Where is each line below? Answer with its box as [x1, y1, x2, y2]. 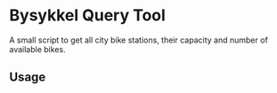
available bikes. [9, 43, 66, 54]
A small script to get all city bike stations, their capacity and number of [9, 35, 269, 45]
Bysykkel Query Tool [9, 5, 167, 26]
